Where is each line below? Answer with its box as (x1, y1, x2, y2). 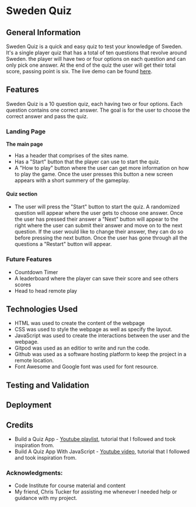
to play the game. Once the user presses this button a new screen (14, 171, 173, 178)
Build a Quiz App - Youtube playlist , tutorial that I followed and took (14, 436, 176, 443)
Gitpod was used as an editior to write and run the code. (14, 344, 150, 352)
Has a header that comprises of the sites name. (14, 152, 129, 159)
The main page (6, 141, 43, 148)
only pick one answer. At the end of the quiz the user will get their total (6, 61, 176, 68)
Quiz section (6, 190, 38, 197)
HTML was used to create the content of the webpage (14, 320, 145, 327)
